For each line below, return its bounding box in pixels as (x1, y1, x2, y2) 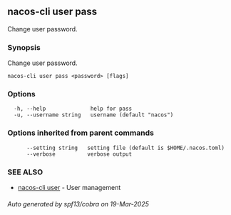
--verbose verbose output (26, 150, 133, 158)
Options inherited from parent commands (7, 128, 155, 138)
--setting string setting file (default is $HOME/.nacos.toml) (26, 144, 225, 151)
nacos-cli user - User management (17, 184, 121, 191)
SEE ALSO (7, 167, 43, 177)
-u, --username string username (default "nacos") (14, 111, 174, 119)
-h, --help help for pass (14, 105, 133, 113)
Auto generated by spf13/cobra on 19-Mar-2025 (7, 199, 150, 208)
